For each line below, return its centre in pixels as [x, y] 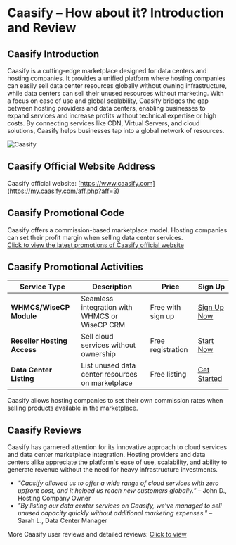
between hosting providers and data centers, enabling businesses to [106, 108]
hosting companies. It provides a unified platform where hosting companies [117, 78]
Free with [165, 308]
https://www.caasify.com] [118, 183]
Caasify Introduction [53, 54]
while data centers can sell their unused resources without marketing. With [116, 93]
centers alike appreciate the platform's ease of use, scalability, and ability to [117, 462]
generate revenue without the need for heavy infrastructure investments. [112, 470]
